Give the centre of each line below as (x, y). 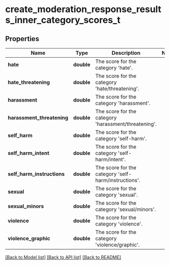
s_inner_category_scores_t (63, 20)
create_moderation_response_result (83, 9)
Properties (22, 39)
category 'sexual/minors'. (125, 209)
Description (126, 53)
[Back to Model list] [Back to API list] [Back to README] (63, 257)
